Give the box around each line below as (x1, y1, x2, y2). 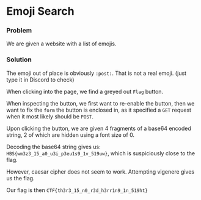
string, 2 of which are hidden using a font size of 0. (6, 131, 135, 139)
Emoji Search (6, 4, 75, 18)
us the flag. (6, 174, 35, 182)
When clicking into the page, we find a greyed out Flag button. (6, 88, 164, 95)
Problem (6, 26, 32, 35)
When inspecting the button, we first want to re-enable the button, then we (6, 99, 195, 107)
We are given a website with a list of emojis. (6, 40, 117, 47)
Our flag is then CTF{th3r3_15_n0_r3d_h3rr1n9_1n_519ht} (6, 186, 148, 194)
